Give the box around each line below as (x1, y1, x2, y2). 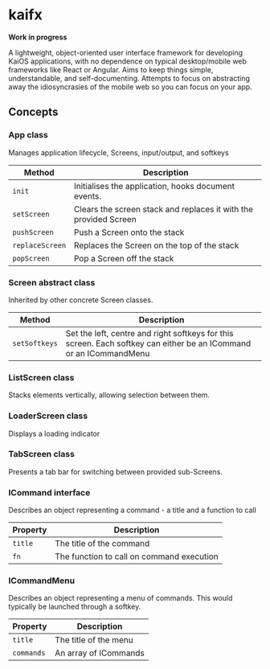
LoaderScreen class (8, 410, 88, 421)
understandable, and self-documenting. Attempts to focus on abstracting (8, 73, 251, 83)
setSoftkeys (12, 339, 59, 347)
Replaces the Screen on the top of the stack (73, 240, 239, 251)
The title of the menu (55, 634, 134, 646)
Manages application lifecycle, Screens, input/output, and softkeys (8, 147, 229, 158)
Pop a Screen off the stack (73, 252, 174, 264)
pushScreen (12, 228, 54, 236)
